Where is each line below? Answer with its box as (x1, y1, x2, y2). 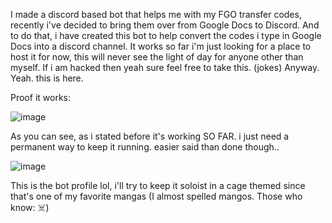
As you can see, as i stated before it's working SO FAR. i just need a (10, 130, 290, 142)
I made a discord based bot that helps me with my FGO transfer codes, (10, 9, 302, 20)
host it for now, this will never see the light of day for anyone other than (10, 51, 304, 63)
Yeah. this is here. (10, 72, 84, 84)
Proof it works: (10, 92, 71, 103)
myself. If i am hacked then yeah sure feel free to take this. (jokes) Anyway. (10, 62, 320, 73)
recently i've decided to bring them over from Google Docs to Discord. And (10, 19, 320, 31)
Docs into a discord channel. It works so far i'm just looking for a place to (10, 40, 312, 52)
